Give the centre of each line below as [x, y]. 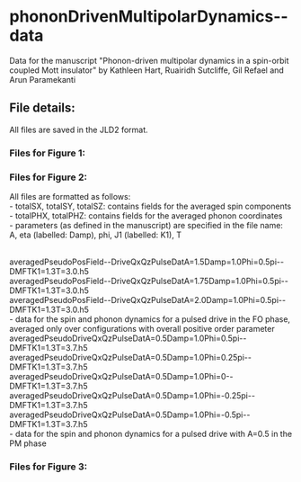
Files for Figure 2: [49, 177]
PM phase [28, 443]
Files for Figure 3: [49, 467]
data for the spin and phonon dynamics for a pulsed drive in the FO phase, [152, 319]
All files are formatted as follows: [70, 196]
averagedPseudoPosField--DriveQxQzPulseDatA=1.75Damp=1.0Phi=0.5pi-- [149, 281]
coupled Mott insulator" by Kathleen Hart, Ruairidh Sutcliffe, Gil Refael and [147, 70]
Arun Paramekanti [43, 79]
